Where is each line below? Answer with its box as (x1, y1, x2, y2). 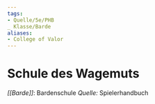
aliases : (7, 29, 33, 37)
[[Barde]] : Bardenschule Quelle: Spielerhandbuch (7, 89, 149, 97)
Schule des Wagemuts (7, 66, 140, 82)
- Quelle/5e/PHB (7, 17, 54, 24)
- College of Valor (7, 36, 64, 43)
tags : (7, 10, 23, 17)
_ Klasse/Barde (7, 23, 51, 30)
